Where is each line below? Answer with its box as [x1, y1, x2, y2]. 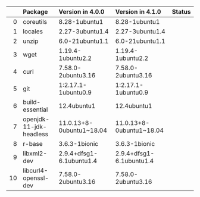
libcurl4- [23, 167, 48, 174]
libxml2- [23, 149, 48, 157]
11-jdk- [23, 123, 47, 130]
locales [23, 27, 43, 35]
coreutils [23, 18, 48, 26]
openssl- [23, 174, 49, 182]
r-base [23, 140, 43, 148]
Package [23, 8, 48, 15]
